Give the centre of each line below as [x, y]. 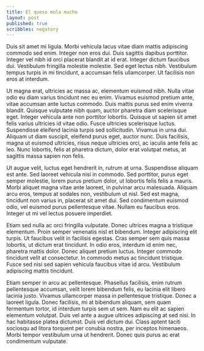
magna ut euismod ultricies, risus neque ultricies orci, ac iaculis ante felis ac [102, 143]
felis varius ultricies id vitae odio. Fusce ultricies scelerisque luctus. [91, 124]
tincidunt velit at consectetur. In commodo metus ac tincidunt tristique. [95, 258]
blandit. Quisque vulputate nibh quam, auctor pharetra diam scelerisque [97, 110]
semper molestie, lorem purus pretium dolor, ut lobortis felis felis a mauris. [100, 181]
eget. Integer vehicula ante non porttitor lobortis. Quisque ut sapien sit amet [102, 117]
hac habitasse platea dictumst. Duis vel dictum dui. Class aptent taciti [94, 322]
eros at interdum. [28, 79]
